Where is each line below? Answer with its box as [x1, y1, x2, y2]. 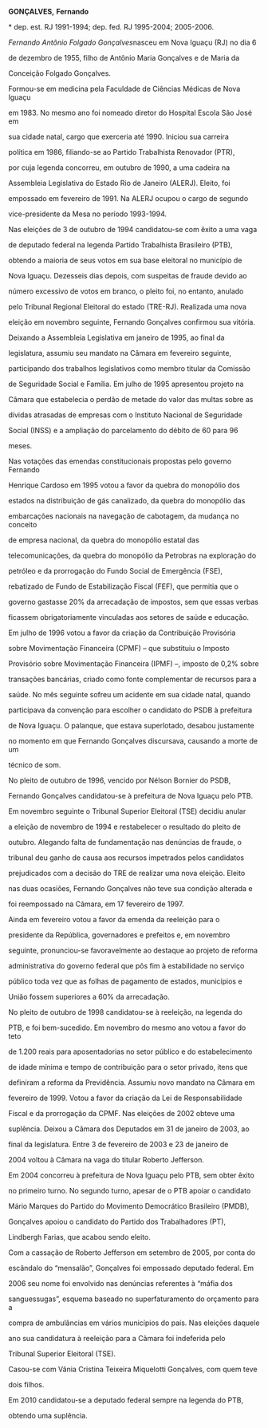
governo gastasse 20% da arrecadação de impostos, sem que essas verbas [8, 598, 259, 606]
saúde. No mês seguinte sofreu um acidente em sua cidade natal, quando [8, 690, 251, 699]
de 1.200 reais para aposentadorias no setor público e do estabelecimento [8, 1047, 253, 1056]
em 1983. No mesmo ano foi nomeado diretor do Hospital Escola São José [8, 108, 253, 117]
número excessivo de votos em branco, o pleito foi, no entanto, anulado [8, 286, 244, 296]
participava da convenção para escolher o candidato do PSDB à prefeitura [8, 705, 253, 715]
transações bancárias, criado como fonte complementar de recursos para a [8, 674, 257, 684]
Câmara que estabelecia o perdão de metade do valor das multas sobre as [8, 395, 254, 404]
